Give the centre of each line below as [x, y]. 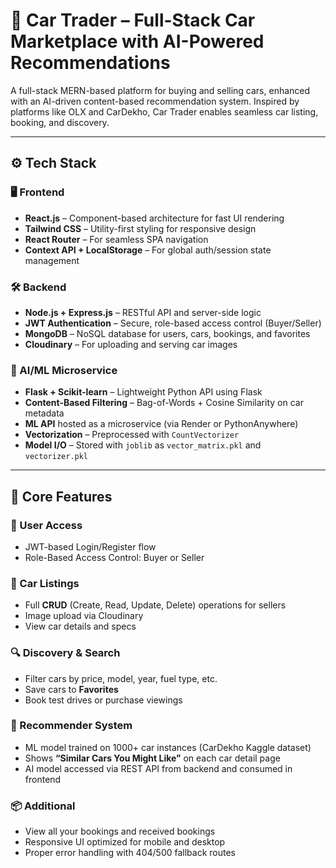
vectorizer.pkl [56, 457]
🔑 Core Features [61, 496]
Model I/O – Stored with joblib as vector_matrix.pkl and [143, 445]
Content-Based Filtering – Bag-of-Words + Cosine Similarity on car [164, 403]
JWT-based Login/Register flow [90, 546]
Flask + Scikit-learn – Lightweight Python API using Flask [143, 392]
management [52, 260]
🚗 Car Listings [45, 583]
